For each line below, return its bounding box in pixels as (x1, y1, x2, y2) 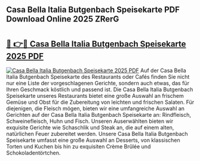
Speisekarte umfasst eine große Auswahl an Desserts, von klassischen (6, 137, 180, 144)
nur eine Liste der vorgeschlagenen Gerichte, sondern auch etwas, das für (6, 80, 190, 86)
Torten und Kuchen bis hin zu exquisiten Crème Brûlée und (6, 143, 151, 150)
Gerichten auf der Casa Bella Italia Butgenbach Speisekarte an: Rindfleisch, (6, 112, 192, 118)
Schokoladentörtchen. (6, 149, 61, 156)
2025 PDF (6, 51, 44, 61)
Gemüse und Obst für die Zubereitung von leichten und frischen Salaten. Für (6, 98, 195, 106)
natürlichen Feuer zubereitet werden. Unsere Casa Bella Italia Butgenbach (6, 131, 188, 137)
